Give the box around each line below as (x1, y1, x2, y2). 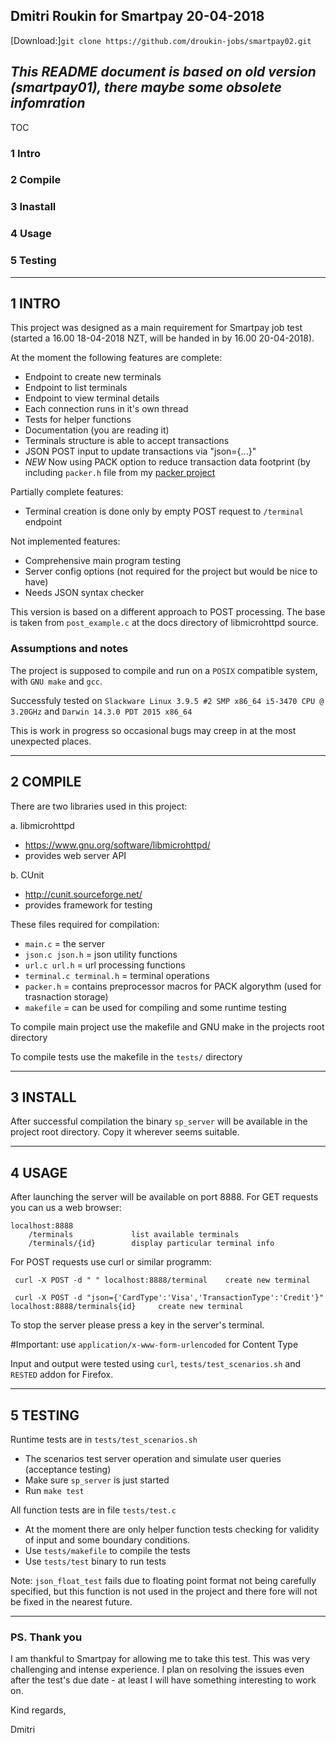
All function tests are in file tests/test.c (10, 1504, 177, 1516)
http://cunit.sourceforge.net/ (24, 888, 143, 900)
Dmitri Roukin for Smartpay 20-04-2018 (10, 8, 265, 25)
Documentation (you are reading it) (24, 424, 170, 436)
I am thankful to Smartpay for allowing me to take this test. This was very (10, 1653, 311, 1665)
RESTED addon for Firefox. (10, 1369, 114, 1381)
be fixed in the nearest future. (10, 1595, 133, 1608)
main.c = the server (24, 937, 105, 949)
